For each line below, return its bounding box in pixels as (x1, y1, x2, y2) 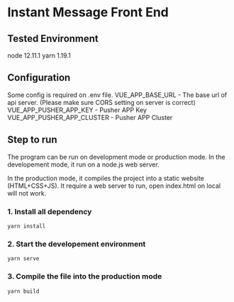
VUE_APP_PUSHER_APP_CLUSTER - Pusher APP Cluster (7, 113, 173, 121)
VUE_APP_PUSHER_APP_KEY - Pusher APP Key (7, 106, 147, 114)
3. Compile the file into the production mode (7, 272, 162, 281)
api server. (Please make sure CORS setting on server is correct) (7, 98, 196, 106)
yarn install (7, 223, 46, 230)
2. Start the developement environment (7, 239, 146, 249)
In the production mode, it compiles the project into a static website (7, 174, 204, 182)
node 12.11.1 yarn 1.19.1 (7, 51, 71, 60)
